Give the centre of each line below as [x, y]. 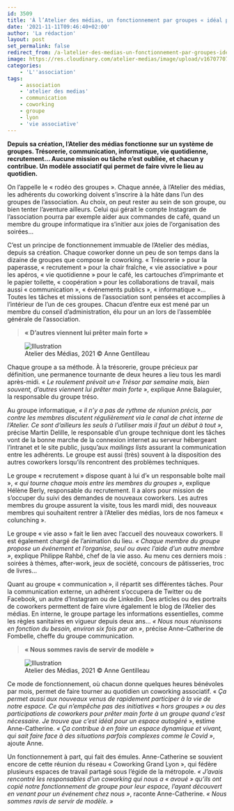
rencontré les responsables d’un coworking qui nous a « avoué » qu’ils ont [114, 779]
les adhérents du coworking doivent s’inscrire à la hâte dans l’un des [106, 194]
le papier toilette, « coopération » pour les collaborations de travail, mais [111, 282]
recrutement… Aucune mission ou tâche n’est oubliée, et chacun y [106, 158]
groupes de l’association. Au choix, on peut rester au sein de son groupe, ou [117, 202]
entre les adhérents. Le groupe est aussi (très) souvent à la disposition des [114, 455]
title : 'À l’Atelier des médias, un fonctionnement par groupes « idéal [115, 20]
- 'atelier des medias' [54, 91]
